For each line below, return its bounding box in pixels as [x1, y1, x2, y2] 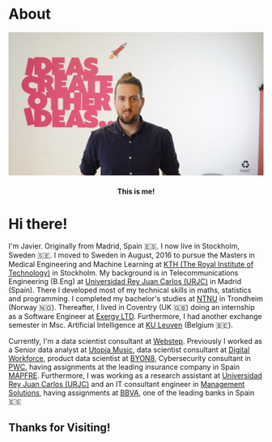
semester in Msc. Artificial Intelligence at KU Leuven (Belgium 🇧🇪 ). [8, 321, 233, 330]
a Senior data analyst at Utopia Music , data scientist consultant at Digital [8, 345, 250, 355]
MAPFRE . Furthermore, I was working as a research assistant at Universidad [8, 371, 263, 380]
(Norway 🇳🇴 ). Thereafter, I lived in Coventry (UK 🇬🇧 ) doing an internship [8, 303, 255, 312]
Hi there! [8, 215, 68, 233]
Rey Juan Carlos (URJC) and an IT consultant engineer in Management [8, 380, 245, 389]
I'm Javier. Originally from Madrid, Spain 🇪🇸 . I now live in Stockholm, [8, 241, 240, 251]
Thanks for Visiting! [8, 420, 111, 434]
